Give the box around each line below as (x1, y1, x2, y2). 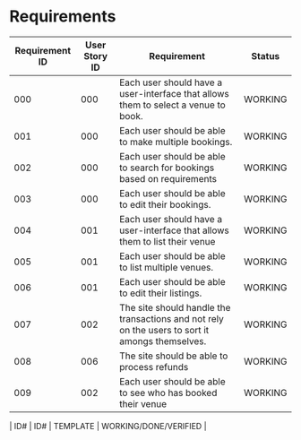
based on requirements (119, 172, 218, 185)
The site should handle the (119, 301, 231, 314)
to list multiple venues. (119, 261, 214, 273)
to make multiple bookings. (119, 135, 233, 148)
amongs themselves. (119, 334, 207, 347)
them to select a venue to (119, 99, 226, 111)
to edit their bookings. (119, 198, 211, 211)
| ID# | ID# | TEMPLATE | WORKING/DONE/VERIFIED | (9, 420, 208, 431)
